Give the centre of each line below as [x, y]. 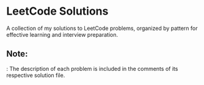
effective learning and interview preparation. [62, 34]
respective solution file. [36, 75]
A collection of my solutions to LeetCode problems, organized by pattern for [102, 28]
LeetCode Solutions [57, 11]
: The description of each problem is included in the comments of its [92, 68]
